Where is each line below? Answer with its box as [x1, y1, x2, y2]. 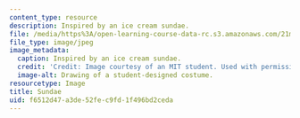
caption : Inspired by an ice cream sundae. [17, 54, 181, 63]
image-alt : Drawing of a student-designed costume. [17, 71, 214, 80]
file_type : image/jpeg [9, 37, 94, 47]
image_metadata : [9, 46, 70, 55]
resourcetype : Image [9, 79, 87, 88]
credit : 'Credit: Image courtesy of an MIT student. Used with [17, 63, 257, 72]
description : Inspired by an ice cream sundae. [9, 21, 190, 30]
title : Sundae [9, 87, 62, 96]
